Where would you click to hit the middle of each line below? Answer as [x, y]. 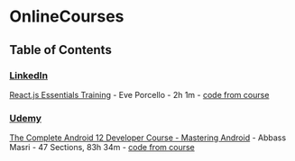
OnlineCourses [67, 17]
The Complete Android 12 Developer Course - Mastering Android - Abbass [148, 138]
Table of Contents [61, 50]
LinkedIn [28, 76]
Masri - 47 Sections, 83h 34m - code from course [102, 148]
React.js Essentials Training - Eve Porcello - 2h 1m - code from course [139, 94]
